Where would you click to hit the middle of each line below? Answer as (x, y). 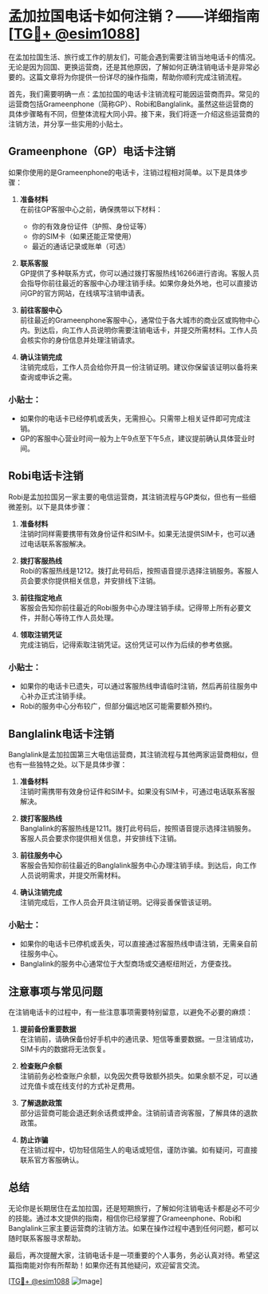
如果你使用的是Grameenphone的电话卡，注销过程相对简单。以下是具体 (125, 172)
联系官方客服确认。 (51, 1160)
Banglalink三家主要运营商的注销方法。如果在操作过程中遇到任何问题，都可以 (134, 1228)
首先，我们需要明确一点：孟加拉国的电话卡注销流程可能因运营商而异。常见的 (134, 93)
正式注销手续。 (65, 697)
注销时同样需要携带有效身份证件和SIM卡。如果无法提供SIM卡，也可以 (134, 534)
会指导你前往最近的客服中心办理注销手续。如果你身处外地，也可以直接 (135, 283)
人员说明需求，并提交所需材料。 (72, 875)
